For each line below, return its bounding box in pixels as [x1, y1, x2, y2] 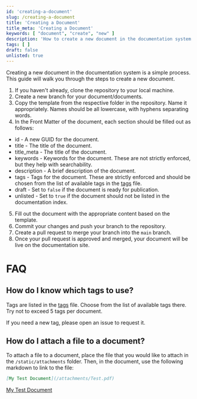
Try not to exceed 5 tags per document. [6, 307, 103, 314]
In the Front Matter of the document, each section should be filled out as [14, 118, 191, 125]
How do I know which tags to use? [6, 286, 134, 296]
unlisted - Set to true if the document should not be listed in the [14, 192, 170, 199]
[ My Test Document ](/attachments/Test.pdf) [6, 376, 115, 382]
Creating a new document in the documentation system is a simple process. [6, 69, 191, 76]
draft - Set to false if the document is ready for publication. [14, 186, 159, 193]
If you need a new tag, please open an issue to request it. [6, 319, 146, 326]
